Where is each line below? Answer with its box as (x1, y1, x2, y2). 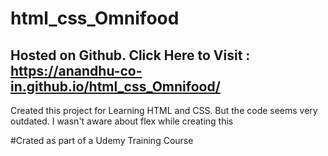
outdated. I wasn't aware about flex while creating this (10, 115, 234, 127)
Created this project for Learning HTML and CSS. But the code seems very (10, 105, 318, 116)
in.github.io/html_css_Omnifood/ (10, 78, 221, 95)
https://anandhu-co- (10, 62, 143, 79)
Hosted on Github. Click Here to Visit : (10, 47, 251, 64)
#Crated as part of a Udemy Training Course (10, 135, 194, 146)
